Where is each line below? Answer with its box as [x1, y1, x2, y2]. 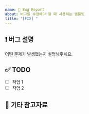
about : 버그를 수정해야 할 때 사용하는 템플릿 [5, 12, 85, 16]
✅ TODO [5, 65, 31, 74]
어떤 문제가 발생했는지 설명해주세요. [5, 51, 73, 57]
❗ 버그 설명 [5, 35, 34, 44]
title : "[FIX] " [5, 16, 38, 21]
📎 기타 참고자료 [5, 100, 48, 109]
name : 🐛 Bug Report [5, 7, 45, 12]
